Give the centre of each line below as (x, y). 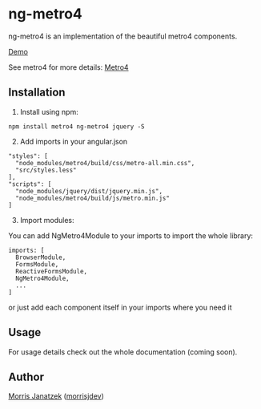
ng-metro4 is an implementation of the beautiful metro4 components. (123, 36)
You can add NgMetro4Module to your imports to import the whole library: (131, 235)
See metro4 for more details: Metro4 (69, 67)
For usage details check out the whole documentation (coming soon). (123, 352)
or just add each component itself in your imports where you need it (120, 307)
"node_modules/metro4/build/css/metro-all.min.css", (105, 163)
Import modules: (47, 220)
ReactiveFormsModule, (52, 271)
